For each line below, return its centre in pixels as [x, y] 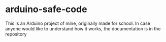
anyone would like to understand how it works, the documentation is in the [83, 28]
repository [16, 34]
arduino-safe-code [46, 9]
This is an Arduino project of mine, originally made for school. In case [78, 23]
